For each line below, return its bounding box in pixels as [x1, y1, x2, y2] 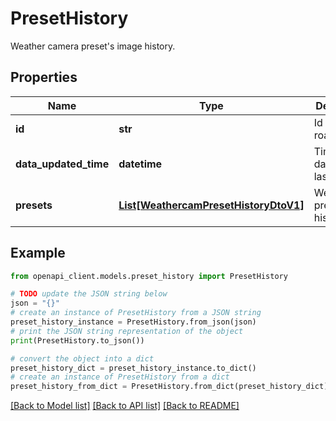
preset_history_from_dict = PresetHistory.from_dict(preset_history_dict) [10, 382, 329, 392]
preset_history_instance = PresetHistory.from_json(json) [10, 317, 257, 327]
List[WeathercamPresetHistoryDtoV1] [118, 198, 305, 212]
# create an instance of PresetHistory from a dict [10, 372, 230, 382]
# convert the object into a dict [10, 353, 155, 364]
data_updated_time [15, 157, 110, 171]
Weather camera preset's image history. [10, 40, 176, 52]
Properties [10, 69, 78, 86]
